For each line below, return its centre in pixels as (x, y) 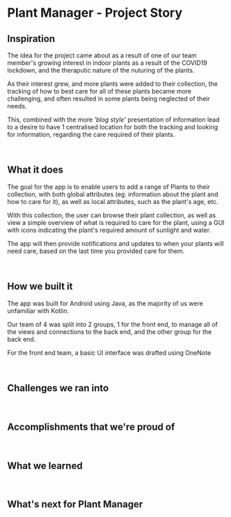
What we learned (45, 466)
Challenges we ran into (58, 388)
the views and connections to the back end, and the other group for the (110, 332)
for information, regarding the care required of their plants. (91, 134)
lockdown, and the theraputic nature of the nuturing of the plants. (101, 70)
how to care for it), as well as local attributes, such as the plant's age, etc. (113, 201)
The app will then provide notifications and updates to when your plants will (115, 243)
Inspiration (31, 39)
